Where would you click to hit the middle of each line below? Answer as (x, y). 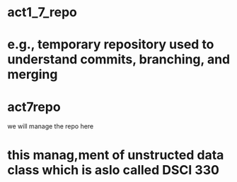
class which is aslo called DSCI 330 (113, 170)
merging (33, 74)
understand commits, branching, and (119, 60)
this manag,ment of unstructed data (116, 155)
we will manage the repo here (51, 126)
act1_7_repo (42, 12)
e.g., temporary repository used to (111, 45)
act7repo (34, 107)
